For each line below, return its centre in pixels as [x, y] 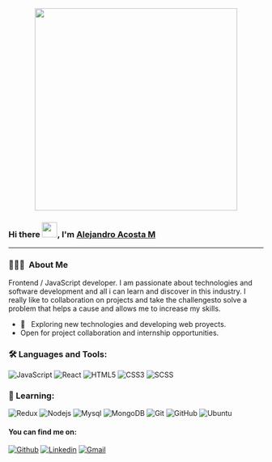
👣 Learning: [32, 396]
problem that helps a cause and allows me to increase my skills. [115, 308]
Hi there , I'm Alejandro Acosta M [82, 234]
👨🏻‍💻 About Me [38, 265]
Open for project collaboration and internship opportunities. [119, 333]
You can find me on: [42, 431]
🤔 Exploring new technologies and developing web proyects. [123, 324]
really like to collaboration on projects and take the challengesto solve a [128, 299]
